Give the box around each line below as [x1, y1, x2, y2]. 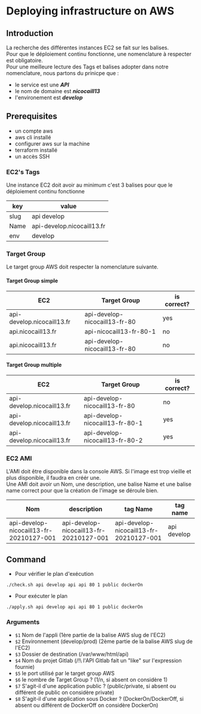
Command [6, 554, 46, 564]
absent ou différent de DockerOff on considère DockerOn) [14, 701, 159, 709]
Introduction [6, 28, 54, 38]
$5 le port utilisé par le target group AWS [14, 670, 115, 677]
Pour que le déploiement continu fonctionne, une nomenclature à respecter [6, 50, 191, 58]
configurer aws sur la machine [14, 140, 90, 147]
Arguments [6, 617, 40, 626]
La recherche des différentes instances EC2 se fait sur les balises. [6, 44, 169, 51]
